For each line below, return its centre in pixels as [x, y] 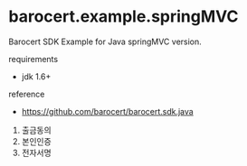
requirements [33, 59]
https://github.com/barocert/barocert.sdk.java [107, 111]
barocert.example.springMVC [123, 17]
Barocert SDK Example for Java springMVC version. [105, 41]
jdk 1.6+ [36, 76]
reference [27, 94]
